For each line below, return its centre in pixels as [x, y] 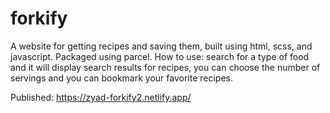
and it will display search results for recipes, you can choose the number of [165, 67]
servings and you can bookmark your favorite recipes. [121, 78]
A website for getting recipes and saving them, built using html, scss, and [161, 46]
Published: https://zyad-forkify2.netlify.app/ [101, 97]
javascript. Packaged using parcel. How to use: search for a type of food [160, 56]
